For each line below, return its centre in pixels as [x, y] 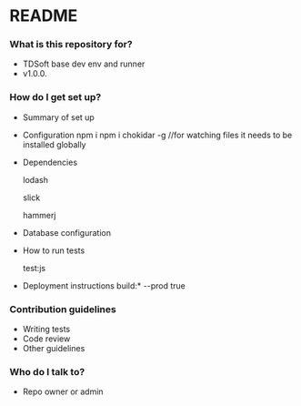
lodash [35, 179]
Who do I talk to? [47, 372]
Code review [46, 339]
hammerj [39, 215]
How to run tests [54, 250]
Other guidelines [54, 349]
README [44, 16]
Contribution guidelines [63, 309]
